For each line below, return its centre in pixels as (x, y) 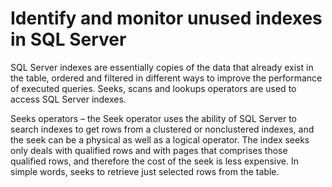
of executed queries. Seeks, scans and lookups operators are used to (153, 88)
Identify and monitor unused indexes (166, 18)
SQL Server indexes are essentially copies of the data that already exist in (162, 67)
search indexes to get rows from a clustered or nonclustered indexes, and (162, 129)
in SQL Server (68, 39)
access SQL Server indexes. (68, 99)
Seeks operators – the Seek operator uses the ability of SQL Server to (154, 118)
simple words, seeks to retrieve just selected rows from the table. (145, 171)
